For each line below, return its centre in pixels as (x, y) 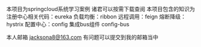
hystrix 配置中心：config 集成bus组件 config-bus (68, 24)
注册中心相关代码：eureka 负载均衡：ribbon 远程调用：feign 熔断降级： (96, 16)
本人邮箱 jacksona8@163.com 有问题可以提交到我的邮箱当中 (82, 37)
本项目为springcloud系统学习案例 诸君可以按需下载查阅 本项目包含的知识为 (101, 9)
